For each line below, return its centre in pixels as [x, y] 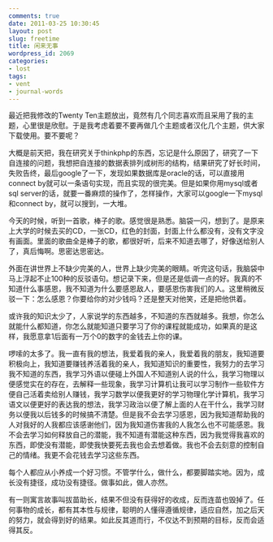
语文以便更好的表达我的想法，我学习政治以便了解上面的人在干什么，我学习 [133, 404]
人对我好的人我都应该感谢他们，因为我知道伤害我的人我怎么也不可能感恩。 [133, 425]
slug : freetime [34, 39]
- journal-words [36, 91]
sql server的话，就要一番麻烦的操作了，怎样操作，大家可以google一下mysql [136, 194]
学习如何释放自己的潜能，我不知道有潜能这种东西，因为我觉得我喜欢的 [147, 435]
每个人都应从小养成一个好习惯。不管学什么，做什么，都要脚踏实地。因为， [133, 472]
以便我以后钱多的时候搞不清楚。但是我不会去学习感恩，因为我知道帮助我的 [140, 415]
